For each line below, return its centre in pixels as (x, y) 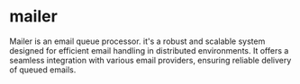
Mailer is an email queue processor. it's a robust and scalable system (137, 41)
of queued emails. (43, 70)
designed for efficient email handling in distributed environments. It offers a (149, 50)
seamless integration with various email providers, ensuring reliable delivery (150, 60)
